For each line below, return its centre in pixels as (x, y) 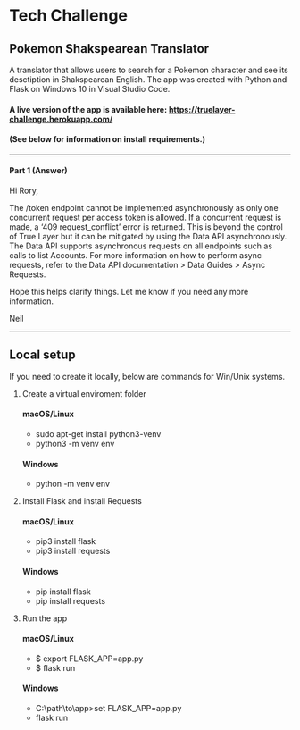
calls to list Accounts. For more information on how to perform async (135, 255)
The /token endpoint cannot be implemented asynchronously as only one (144, 208)
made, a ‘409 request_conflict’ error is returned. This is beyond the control (146, 227)
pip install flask (63, 592)
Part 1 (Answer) (39, 171)
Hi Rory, (24, 190)
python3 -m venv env (75, 444)
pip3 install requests (73, 551)
